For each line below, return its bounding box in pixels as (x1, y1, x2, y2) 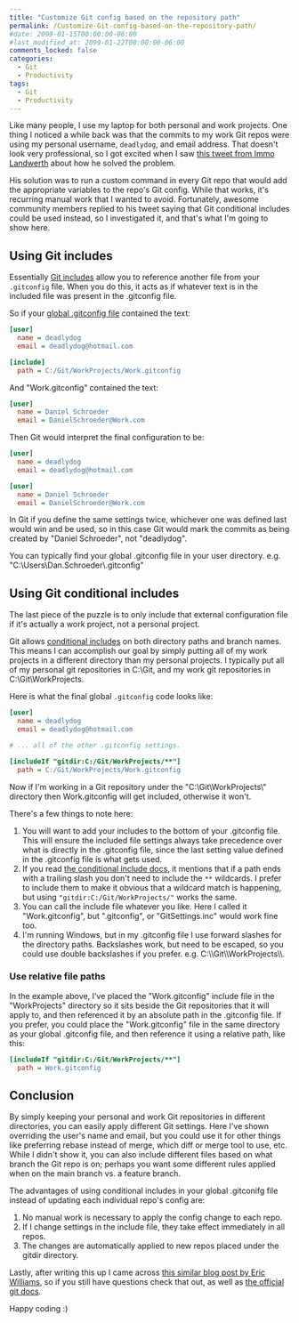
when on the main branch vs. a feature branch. (9, 1168, 181, 1179)
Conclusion (9, 1087, 75, 1103)
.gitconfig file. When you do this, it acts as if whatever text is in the (9, 281, 258, 292)
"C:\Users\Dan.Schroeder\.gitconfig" (9, 560, 144, 570)
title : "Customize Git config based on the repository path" (9, 12, 241, 22)
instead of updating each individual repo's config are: (9, 1195, 206, 1206)
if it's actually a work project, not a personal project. (9, 619, 200, 630)
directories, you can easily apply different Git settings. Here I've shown (9, 1121, 270, 1132)
